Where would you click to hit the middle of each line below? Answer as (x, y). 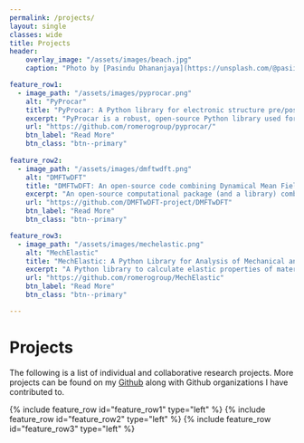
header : (24, 52)
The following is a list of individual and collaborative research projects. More (152, 372)
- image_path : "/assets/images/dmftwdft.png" (105, 169)
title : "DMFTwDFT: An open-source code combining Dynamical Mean (152, 186)
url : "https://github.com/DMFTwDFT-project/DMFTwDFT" (129, 203)
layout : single (38, 26)
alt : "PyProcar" (57, 101)
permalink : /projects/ (52, 18)
